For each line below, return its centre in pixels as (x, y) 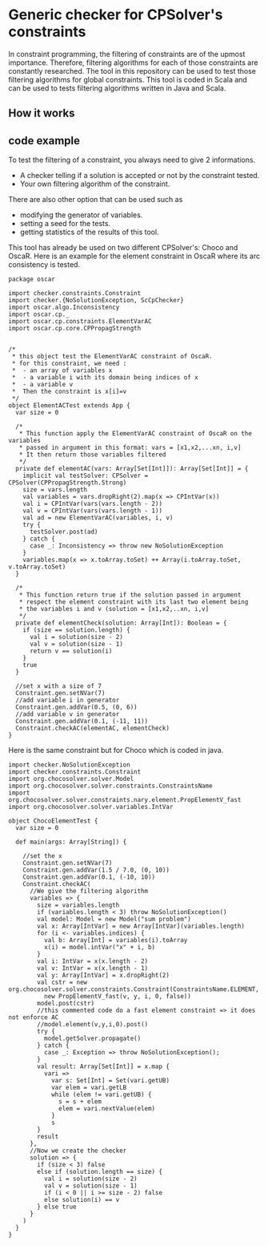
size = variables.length (78, 905)
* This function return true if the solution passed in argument (130, 595)
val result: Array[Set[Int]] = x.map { (104, 1067)
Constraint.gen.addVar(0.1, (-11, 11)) (82, 722)
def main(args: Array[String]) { (71, 842)
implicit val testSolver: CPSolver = (86, 476)
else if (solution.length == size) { (100, 1172)
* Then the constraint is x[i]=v (69, 392)
